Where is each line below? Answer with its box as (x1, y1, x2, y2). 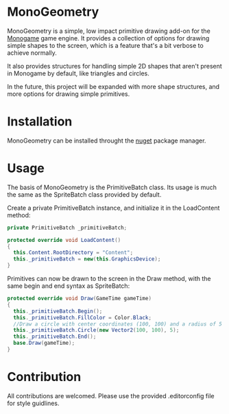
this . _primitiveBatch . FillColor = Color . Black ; (13, 314, 152, 321)
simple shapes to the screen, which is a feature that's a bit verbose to (7, 41, 204, 49)
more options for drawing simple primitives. (7, 90, 130, 98)
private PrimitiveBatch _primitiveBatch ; (7, 224, 128, 231)
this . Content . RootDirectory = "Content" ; (13, 249, 134, 256)
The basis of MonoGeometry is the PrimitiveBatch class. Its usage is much (7, 183, 217, 191)
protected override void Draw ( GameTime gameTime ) (7, 295, 152, 302)
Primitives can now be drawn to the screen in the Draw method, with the (7, 275, 211, 283)
